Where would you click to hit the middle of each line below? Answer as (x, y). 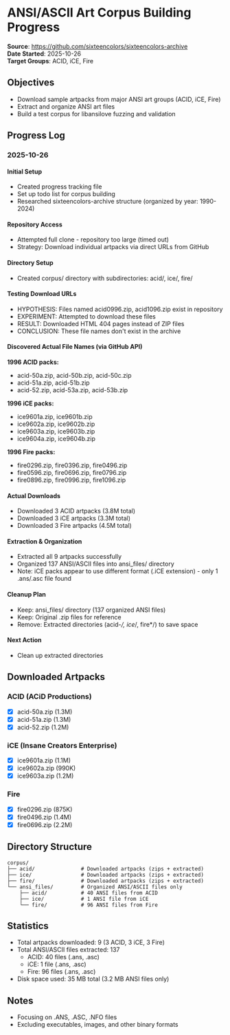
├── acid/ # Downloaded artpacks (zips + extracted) (106, 868)
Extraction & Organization (45, 541)
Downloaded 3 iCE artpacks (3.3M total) (74, 518)
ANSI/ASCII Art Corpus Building (99, 13)
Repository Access (35, 224)
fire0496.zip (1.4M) (44, 817)
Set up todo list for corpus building (66, 194)
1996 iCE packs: (31, 403)
